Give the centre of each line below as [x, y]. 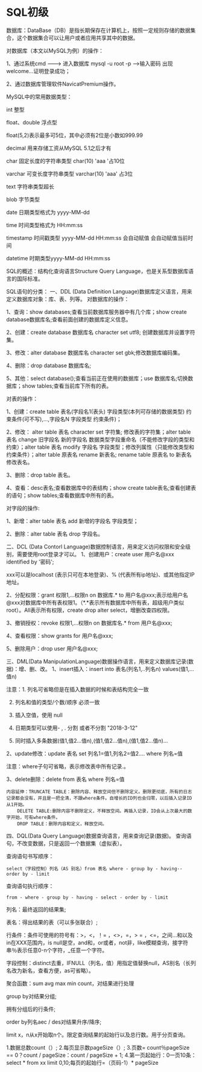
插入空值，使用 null [39, 715]
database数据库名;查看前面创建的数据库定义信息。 [69, 319]
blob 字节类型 [23, 199]
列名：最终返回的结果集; [36, 909]
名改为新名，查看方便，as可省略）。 [50, 971]
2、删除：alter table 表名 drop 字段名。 [55, 534]
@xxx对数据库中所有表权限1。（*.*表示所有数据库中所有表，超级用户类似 [95, 602]
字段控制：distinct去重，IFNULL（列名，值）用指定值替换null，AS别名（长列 [101, 963]
